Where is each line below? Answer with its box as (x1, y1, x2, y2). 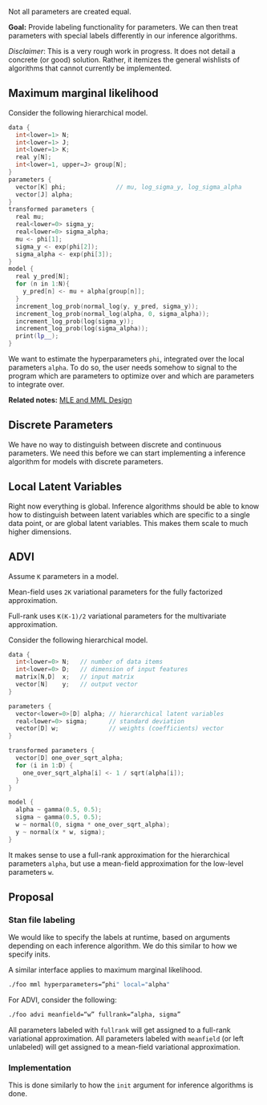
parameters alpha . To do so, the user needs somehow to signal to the (8, 362, 237, 372)
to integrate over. (8, 380, 65, 390)
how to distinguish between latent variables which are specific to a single (8, 509, 250, 520)
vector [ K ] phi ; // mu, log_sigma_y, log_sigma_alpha (15, 183, 242, 191)
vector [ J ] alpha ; (15, 190, 74, 199)
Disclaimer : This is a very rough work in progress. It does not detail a (8, 47, 236, 55)
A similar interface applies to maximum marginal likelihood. (8, 965, 203, 975)
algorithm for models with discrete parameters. (8, 456, 164, 466)
